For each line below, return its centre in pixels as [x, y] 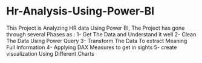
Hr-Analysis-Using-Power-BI [80, 11]
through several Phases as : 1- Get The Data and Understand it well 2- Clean [101, 34]
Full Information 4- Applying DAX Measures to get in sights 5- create [92, 47]
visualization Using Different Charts [50, 53]
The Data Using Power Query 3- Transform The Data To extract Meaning [97, 41]
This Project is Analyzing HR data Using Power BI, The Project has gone [96, 28]
